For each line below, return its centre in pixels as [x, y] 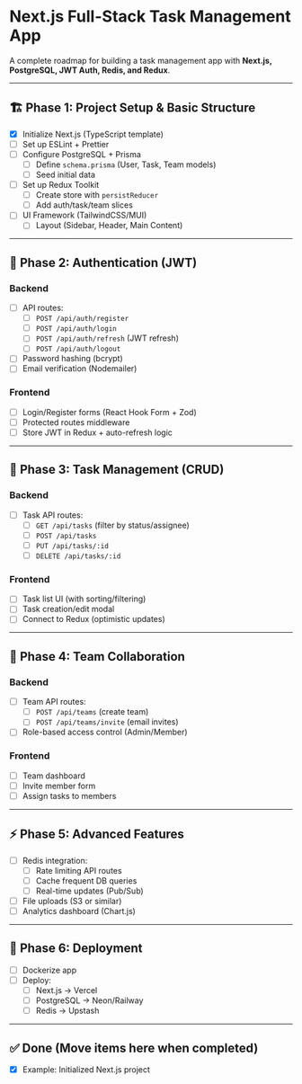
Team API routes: [54, 702]
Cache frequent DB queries [86, 880]
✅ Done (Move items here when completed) [134, 1048]
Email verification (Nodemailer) [80, 369]
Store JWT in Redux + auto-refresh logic [98, 432]
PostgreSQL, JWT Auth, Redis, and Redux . [90, 70]
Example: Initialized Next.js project [86, 1070]
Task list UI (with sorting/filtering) [84, 599]
